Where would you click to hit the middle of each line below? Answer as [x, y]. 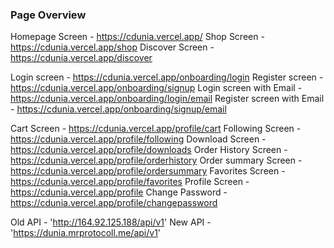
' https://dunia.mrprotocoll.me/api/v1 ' [86, 233]
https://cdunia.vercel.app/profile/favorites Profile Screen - [130, 182]
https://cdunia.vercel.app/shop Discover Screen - [112, 47]
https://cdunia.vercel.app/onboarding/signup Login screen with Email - [156, 88]
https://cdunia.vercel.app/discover [81, 58]
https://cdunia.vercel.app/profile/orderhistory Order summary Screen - [156, 160]
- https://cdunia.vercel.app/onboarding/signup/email [118, 109]
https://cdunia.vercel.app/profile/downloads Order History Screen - [149, 150]
